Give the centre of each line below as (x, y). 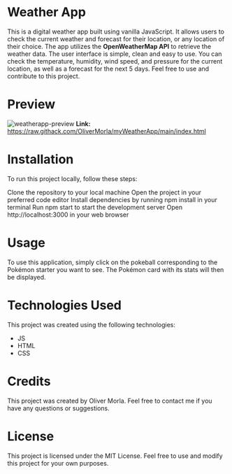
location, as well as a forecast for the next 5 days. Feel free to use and (108, 69)
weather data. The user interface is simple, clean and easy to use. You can (115, 54)
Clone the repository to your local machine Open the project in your (104, 192)
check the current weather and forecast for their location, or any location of (116, 38)
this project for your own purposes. (58, 463)
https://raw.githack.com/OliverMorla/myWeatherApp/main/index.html (107, 131)
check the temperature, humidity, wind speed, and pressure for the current (115, 61)
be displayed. (27, 277)
